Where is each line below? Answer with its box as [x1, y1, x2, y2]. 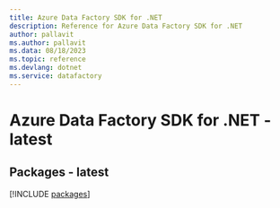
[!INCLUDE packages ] [9, 188, 91, 199]
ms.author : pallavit [9, 38, 87, 48]
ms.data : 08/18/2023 [9, 47, 87, 56]
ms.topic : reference [9, 55, 87, 64]
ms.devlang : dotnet [9, 64, 83, 73]
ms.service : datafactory [9, 72, 102, 81]
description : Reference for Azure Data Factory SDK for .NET [9, 22, 243, 30]
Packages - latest [9, 165, 109, 180]
